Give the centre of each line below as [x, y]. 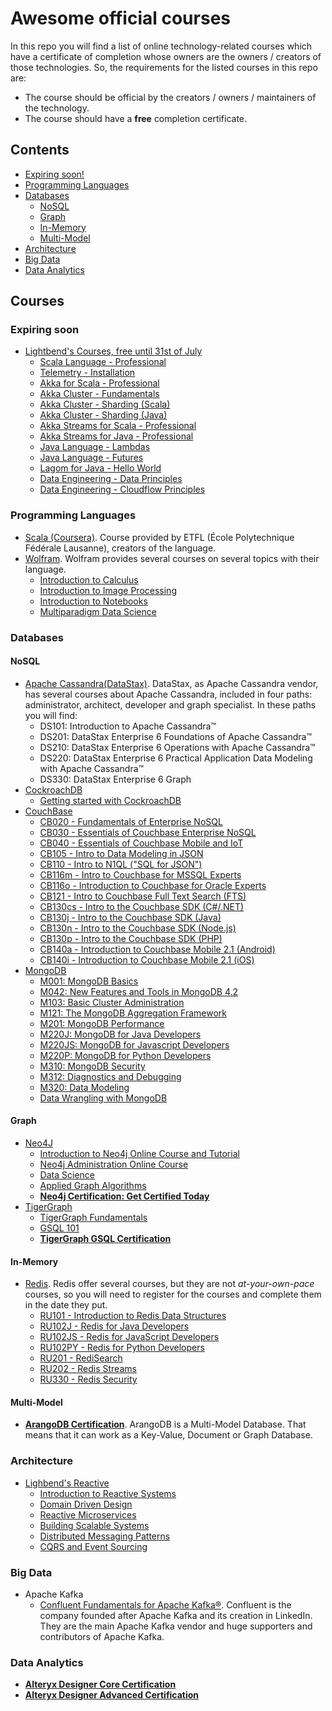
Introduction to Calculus [89, 579]
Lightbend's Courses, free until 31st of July [113, 351]
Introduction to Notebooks [93, 601]
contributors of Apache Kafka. [102, 1637]
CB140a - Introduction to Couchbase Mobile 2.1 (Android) [157, 949]
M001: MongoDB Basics [89, 981]
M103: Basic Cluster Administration [112, 1002]
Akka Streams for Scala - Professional [118, 426]
